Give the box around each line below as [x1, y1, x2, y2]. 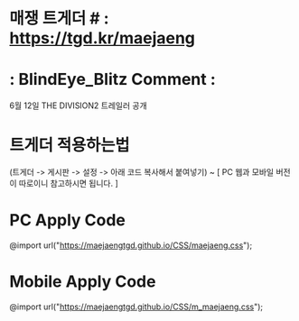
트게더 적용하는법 [9, 135, 130, 156]
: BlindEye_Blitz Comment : [9, 69, 217, 90]
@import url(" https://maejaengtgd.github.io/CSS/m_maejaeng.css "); [9, 301, 264, 312]
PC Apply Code [9, 210, 126, 231]
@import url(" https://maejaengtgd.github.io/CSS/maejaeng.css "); [9, 240, 253, 251]
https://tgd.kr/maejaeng [9, 28, 196, 49]
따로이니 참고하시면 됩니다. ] [18, 178, 119, 189]
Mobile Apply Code [9, 271, 156, 292]
